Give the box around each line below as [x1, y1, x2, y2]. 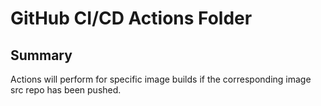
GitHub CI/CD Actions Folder [10, 7, 253, 30]
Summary [10, 47, 73, 64]
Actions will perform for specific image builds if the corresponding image [10, 73, 312, 85]
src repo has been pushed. [10, 84, 122, 96]
